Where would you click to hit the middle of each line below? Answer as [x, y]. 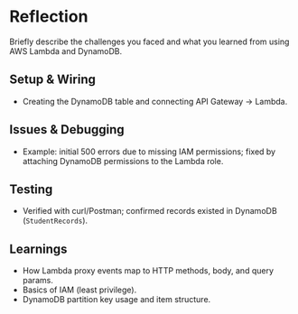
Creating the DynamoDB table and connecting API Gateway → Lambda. [155, 101]
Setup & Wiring [53, 80]
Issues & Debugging [67, 129]
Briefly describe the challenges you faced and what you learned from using [149, 42]
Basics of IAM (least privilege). [79, 290]
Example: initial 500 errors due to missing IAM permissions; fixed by [149, 152]
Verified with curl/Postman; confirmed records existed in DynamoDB [149, 211]
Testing [31, 189]
